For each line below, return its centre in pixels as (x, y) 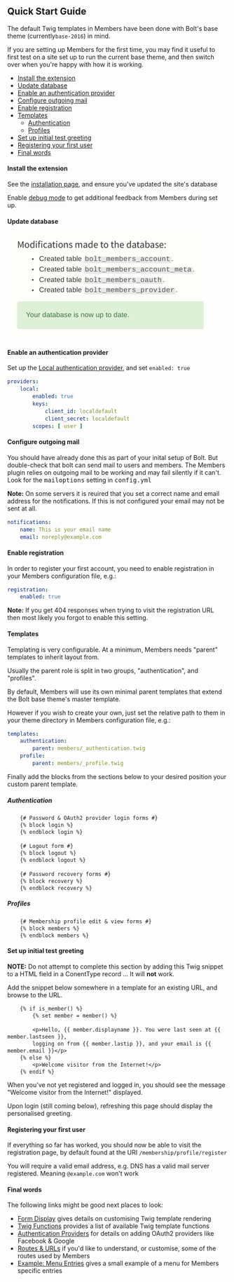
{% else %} (36, 1058)
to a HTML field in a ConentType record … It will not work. (91, 974)
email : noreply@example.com (61, 537)
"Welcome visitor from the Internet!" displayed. (75, 1093)
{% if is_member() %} (51, 1009)
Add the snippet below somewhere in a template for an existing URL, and (112, 987)
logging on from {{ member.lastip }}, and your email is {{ (122, 1044)
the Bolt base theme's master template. (64, 699)
